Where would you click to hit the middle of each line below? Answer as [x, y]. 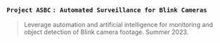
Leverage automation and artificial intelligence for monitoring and [118, 25]
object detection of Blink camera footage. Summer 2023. [106, 32]
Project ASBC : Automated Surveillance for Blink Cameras [107, 10]
